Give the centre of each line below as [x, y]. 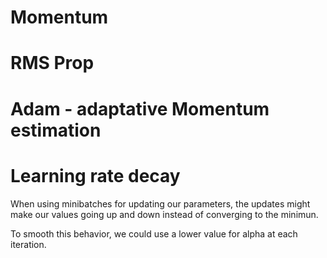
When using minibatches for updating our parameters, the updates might [160, 203]
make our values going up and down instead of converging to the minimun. [164, 214]
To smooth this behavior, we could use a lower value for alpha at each [154, 233]
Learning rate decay [95, 175]
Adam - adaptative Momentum [140, 108]
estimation [56, 130]
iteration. [28, 244]
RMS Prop [52, 63]
